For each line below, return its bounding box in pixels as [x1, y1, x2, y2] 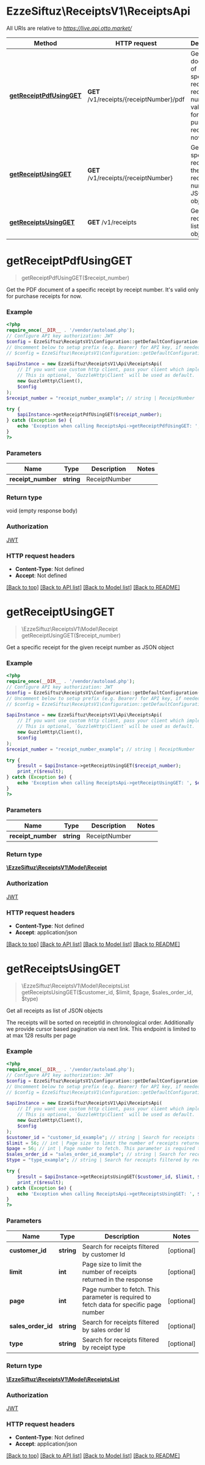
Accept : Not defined [15, 572, 67, 579]
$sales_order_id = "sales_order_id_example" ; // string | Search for [6, 1151, 187, 1158]
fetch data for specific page [82, 1301, 162, 1309]
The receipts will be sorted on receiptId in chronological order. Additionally [6, 1019, 194, 1026]
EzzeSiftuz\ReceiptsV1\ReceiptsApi [6, 4, 191, 18]
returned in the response [82, 1275, 153, 1284]
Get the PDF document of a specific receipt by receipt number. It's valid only [6, 286, 199, 293]
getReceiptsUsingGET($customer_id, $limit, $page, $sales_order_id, [21, 988, 193, 996]
